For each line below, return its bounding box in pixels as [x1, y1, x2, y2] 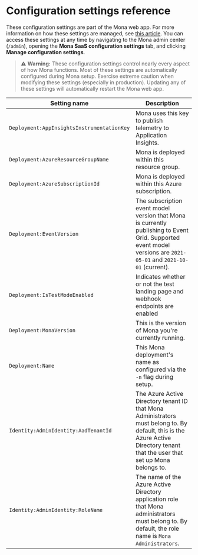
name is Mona [135, 531, 171, 540]
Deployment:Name [9, 362, 55, 369]
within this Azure [135, 180, 182, 188]
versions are [135, 248, 170, 256]
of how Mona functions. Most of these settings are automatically [20, 66, 178, 73]
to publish [135, 116, 163, 124]
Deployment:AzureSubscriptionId [9, 180, 100, 187]
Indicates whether [135, 272, 186, 280]
